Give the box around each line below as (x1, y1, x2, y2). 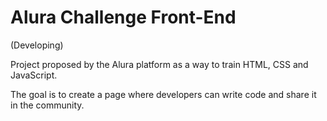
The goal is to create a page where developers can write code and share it (10, 88, 317, 100)
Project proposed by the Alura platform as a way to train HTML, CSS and (10, 58, 309, 70)
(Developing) (10, 39, 64, 51)
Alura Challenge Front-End (10, 6, 237, 29)
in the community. (10, 99, 85, 111)
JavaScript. (10, 69, 58, 81)
